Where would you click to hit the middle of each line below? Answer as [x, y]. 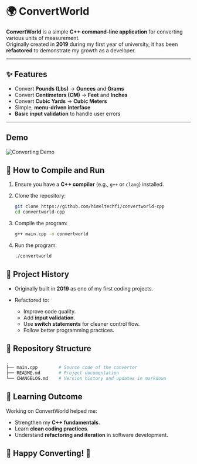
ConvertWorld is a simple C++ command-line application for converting [94, 31]
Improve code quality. [50, 311]
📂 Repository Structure [49, 348]
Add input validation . [49, 318]
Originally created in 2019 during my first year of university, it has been [92, 44]
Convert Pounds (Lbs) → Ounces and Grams [69, 88]
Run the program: [36, 245]
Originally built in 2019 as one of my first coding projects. [84, 288]
